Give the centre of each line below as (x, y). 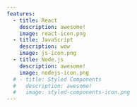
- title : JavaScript (43, 40)
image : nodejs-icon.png (54, 73)
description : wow (45, 46)
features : (21, 14)
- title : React (35, 20)
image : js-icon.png (48, 53)
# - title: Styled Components (57, 79)
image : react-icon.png (53, 33)
